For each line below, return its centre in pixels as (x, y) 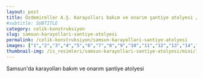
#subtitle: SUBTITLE (32, 23)
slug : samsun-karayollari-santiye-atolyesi (62, 34)
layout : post (23, 12)
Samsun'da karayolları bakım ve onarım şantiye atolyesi (75, 68)
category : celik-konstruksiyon (46, 29)
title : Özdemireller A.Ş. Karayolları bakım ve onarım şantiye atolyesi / (102, 18)
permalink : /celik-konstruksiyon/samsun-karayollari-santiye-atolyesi (97, 40)
